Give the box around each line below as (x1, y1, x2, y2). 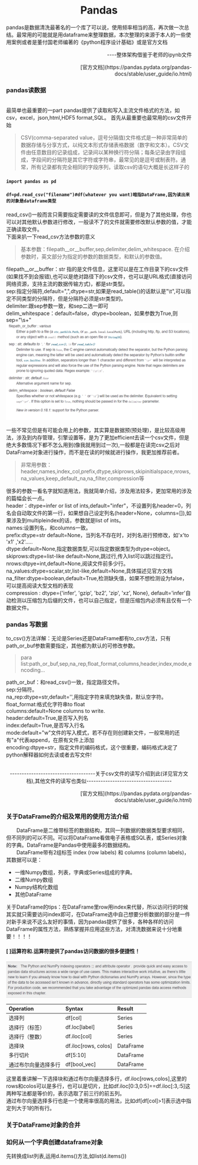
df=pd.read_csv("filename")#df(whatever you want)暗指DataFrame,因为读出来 (6, 192, 190, 198)
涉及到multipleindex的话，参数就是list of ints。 (11, 516, 124, 524)
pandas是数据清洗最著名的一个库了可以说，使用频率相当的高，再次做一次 (6, 24, 184, 31)
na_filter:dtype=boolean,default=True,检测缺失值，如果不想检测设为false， (6, 574, 187, 581)
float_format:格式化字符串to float (6, 701, 85, 708)
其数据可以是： (6, 856, 42, 864)
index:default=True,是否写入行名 (6, 722, 85, 729)
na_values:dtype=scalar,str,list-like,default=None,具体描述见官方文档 (6, 567, 173, 574)
